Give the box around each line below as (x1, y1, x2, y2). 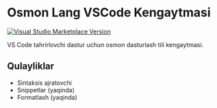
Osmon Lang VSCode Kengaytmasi (7, 5, 211, 21)
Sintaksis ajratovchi (16, 79, 72, 87)
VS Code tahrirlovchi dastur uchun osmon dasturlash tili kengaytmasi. (7, 40, 204, 49)
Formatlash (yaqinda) (16, 93, 77, 101)
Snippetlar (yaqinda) (16, 85, 75, 94)
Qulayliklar (7, 60, 55, 72)
